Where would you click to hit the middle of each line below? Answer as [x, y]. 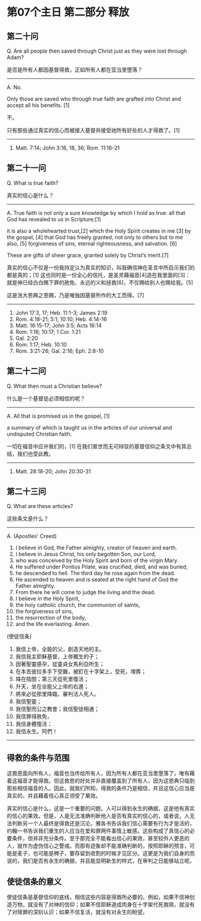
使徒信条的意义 [34, 881]
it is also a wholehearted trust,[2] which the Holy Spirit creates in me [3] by [99, 230]
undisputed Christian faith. [39, 434]
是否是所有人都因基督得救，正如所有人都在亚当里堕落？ [75, 70]
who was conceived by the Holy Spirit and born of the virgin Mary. [97, 561]
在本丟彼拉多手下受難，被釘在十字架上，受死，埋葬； [81, 671]
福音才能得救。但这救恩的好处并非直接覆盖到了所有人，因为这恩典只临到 [106, 781]
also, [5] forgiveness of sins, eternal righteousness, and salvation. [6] [92, 244]
